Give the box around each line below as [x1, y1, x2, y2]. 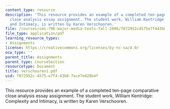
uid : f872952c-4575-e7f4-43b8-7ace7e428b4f [5, 74, 99, 79]
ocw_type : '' [5, 50, 33, 55]
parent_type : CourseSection [5, 59, 65, 64]
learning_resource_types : [5, 36, 60, 41]
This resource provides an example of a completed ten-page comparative [5, 87, 159, 93]
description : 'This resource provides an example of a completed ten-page [5, 12, 166, 17]
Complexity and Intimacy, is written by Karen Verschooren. [5, 98, 127, 104]
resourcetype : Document [5, 64, 56, 69]
